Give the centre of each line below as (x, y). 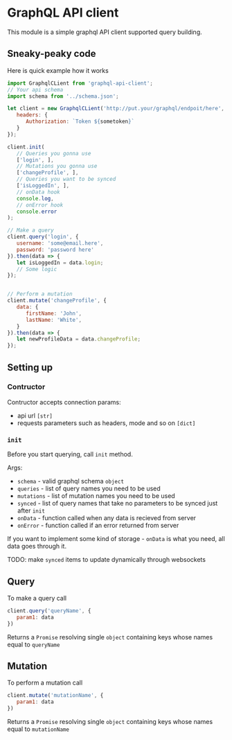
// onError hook (40, 205)
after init (31, 510)
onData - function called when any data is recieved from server (106, 518)
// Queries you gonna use (54, 153)
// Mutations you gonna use (57, 166)
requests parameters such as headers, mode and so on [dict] (106, 423)
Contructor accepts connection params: (64, 402)
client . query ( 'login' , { (43, 237)
